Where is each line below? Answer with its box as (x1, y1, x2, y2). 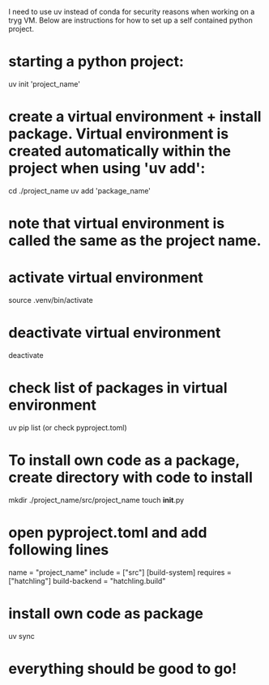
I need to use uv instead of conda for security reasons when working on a (8, 7, 255, 16)
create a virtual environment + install (8, 108, 262, 126)
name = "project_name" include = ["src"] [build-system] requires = (8, 567, 233, 577)
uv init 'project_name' (8, 79, 81, 88)
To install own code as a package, (8, 451, 241, 470)
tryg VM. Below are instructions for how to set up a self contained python (8, 15, 253, 25)
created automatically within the (8, 142, 232, 160)
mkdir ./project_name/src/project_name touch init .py (8, 495, 185, 504)
